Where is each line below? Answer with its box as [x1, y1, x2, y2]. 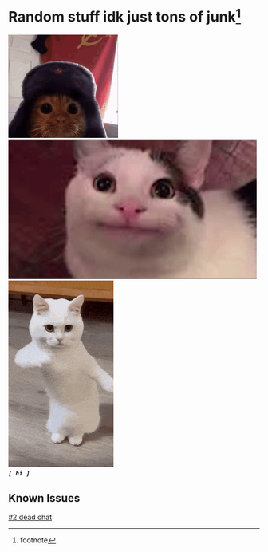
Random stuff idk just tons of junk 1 [8, 5, 242, 26]
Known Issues [8, 491, 81, 505]
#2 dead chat [8, 512, 53, 522]
